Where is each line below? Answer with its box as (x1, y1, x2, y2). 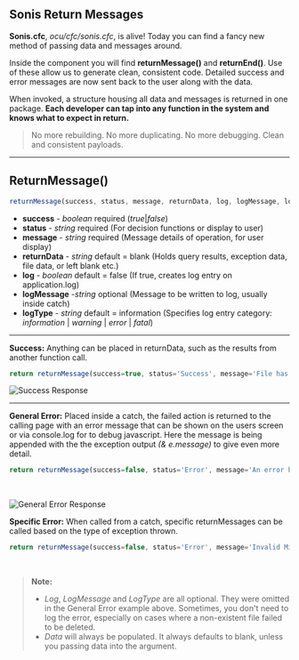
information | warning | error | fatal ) (21, 317, 154, 327)
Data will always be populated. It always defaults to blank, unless (44, 632, 283, 642)
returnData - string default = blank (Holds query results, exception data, (21, 251, 287, 262)
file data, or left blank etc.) (21, 260, 119, 270)
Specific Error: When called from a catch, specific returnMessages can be (9, 516, 283, 527)
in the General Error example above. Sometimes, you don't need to (44, 603, 289, 614)
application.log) (21, 279, 80, 290)
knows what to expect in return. (9, 112, 129, 123)
